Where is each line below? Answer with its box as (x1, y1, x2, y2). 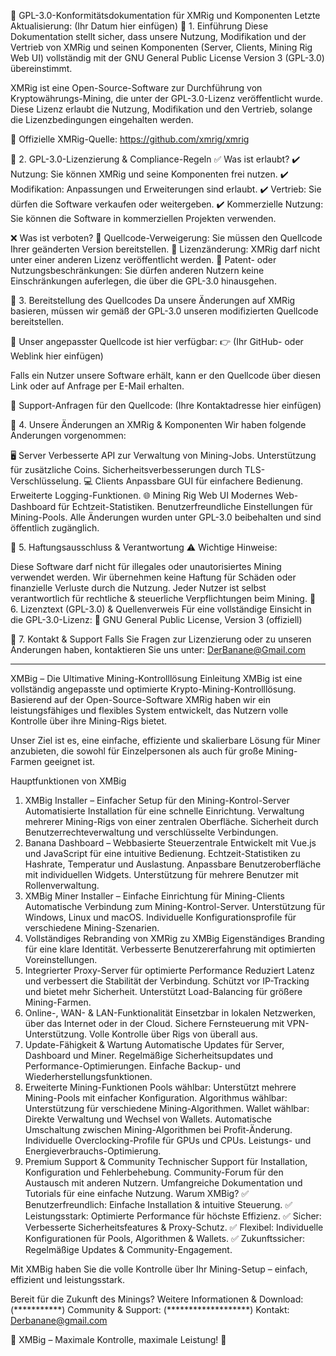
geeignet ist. (43, 756, 96, 767)
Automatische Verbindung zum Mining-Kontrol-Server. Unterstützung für (24, 901, 326, 912)
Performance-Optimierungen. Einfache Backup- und (24, 1060, 242, 1072)
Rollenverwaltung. (24, 880, 100, 891)
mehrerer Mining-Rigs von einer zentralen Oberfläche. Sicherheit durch (24, 816, 319, 827)
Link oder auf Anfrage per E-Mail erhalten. (10, 380, 185, 392)
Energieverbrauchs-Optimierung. (24, 1145, 162, 1157)
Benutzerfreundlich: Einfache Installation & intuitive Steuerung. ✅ (24, 1199, 293, 1210)
